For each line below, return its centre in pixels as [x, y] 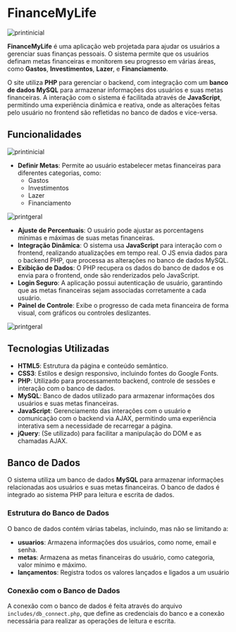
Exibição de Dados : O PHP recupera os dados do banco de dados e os [120, 268]
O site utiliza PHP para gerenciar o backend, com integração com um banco [118, 82]
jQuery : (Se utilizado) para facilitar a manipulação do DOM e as [110, 433]
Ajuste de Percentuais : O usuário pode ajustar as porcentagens [111, 230]
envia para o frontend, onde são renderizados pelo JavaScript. [108, 275]
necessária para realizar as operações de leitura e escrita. [92, 621]
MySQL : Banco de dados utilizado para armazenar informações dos [116, 395]
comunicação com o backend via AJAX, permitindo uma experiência [117, 418]
